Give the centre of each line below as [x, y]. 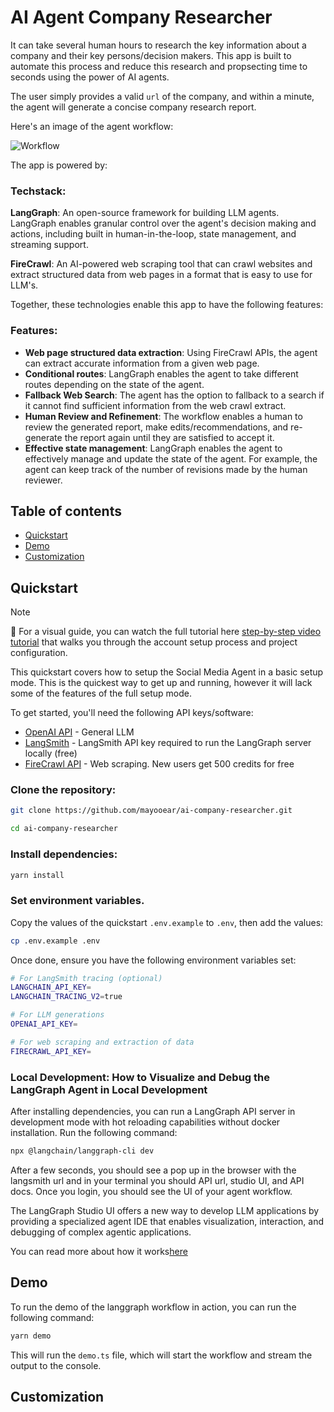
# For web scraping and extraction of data [102, 1042]
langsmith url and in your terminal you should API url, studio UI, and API [157, 1180]
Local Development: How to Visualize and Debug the [140, 1077]
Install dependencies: [64, 854]
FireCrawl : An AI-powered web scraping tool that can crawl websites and [161, 264]
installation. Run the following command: [94, 1132]
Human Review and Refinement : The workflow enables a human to [163, 416]
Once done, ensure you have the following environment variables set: [153, 960]
